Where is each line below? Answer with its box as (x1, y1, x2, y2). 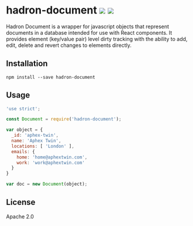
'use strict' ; (6, 106, 41, 112)
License (6, 197, 36, 207)
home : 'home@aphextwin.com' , (16, 154, 88, 160)
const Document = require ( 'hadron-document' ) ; (6, 116, 122, 122)
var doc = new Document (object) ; (6, 181, 88, 187)
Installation (6, 59, 48, 69)
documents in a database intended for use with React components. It (6, 29, 173, 36)
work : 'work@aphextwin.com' (16, 160, 85, 166)
